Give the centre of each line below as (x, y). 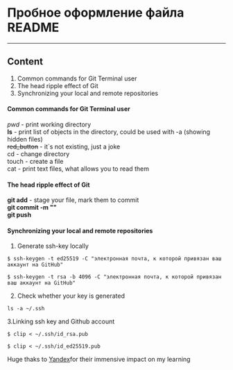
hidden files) (25, 139)
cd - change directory (38, 153)
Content (25, 61)
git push (19, 215)
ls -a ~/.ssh (26, 309)
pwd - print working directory (49, 124)
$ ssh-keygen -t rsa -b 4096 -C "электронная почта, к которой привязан (114, 277)
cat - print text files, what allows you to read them (78, 169)
